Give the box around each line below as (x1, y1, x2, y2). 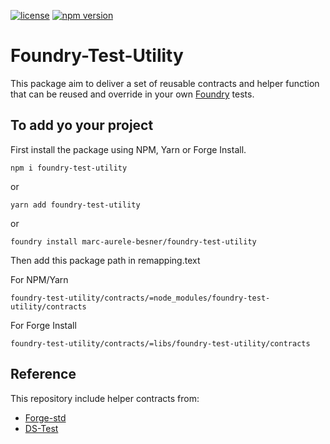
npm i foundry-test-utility (10, 163, 128, 173)
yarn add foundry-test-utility (10, 200, 141, 210)
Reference (10, 366, 77, 383)
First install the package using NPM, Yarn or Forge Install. (10, 143, 247, 155)
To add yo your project (10, 117, 154, 134)
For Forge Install (10, 319, 77, 331)
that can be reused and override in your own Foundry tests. (10, 88, 255, 100)
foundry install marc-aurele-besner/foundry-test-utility (10, 236, 257, 247)
